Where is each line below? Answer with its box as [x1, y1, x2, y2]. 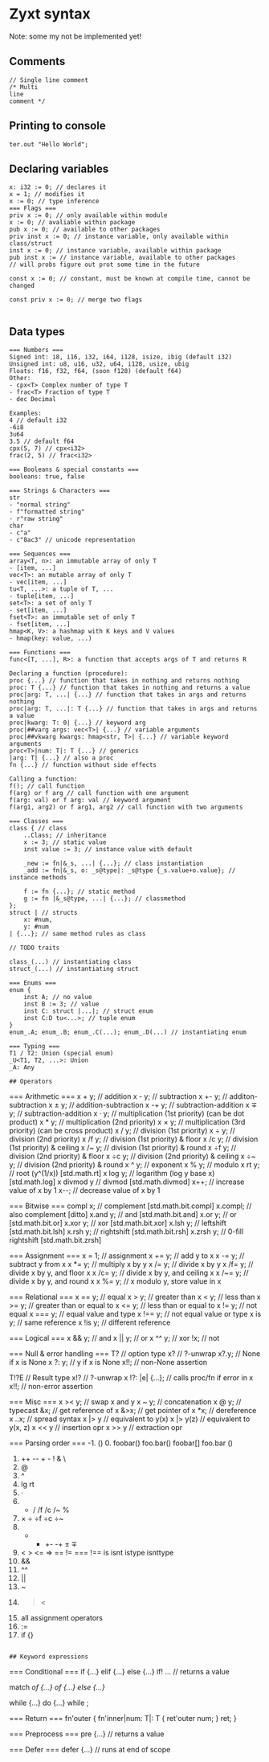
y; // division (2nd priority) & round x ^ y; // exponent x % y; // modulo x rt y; [9, 1160, 260, 1170]
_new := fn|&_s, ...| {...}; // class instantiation [23, 859, 204, 868]
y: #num [23, 923, 49, 931]
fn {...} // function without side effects [9, 761, 157, 769]
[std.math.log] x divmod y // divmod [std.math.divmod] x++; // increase [9, 1177, 245, 1186]
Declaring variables [9, 162, 109, 175]
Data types [9, 325, 65, 338]
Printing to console [9, 119, 107, 133]
